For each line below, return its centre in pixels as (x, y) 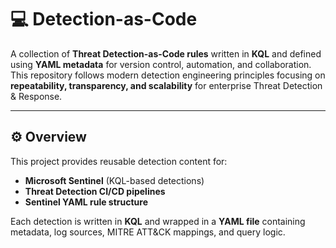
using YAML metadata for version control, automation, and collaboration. (161, 64)
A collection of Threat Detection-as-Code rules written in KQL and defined (166, 53)
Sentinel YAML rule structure (86, 202)
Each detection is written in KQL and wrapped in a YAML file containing (158, 221)
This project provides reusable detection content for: (119, 161)
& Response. (36, 96)
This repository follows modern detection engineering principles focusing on (168, 75)
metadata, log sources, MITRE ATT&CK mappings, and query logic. (148, 232)
